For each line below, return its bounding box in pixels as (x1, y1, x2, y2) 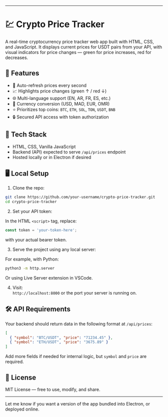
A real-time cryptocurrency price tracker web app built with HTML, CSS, (5, 38, 154, 44)
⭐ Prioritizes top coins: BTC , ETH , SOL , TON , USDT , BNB (12, 106, 116, 112)
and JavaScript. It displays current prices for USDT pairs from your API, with (5, 43, 162, 50)
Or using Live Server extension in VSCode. (5, 274, 93, 280)
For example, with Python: (5, 256, 59, 262)
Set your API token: (12, 208, 52, 214)
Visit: (12, 284, 23, 290)
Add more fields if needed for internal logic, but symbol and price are (5, 353, 146, 359)
